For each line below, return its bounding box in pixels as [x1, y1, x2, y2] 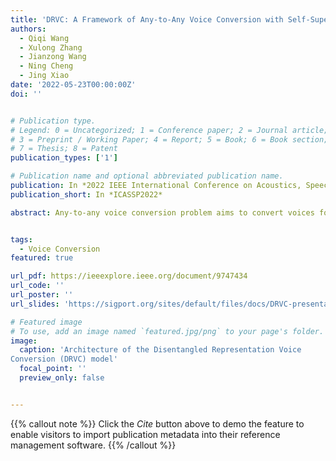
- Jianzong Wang [19, 52, 87, 62]
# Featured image [10, 317, 83, 327]
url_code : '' [10, 281, 65, 291]
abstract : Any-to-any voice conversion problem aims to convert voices [10, 207, 315, 218]
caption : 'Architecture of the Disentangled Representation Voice [19, 345, 302, 355]
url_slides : [10, 299, 60, 309]
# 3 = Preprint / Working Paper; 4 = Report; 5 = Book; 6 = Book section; [10, 134, 329, 145]
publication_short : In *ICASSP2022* [10, 189, 163, 200]
